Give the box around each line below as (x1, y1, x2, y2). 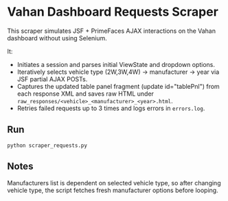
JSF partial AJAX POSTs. (16, 75, 88, 83)
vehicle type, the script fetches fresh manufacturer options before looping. (7, 186, 218, 194)
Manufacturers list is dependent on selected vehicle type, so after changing (7, 178, 221, 187)
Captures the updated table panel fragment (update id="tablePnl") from (16, 82, 220, 90)
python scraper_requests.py (7, 142, 88, 149)
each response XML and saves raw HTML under (16, 90, 155, 98)
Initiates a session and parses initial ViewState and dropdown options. (16, 60, 215, 68)
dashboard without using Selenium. (7, 33, 108, 42)
